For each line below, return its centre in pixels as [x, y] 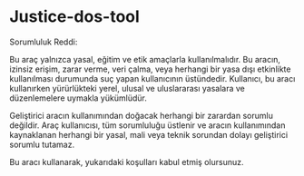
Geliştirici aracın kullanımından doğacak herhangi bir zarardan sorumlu [142, 115]
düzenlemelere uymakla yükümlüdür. [78, 98]
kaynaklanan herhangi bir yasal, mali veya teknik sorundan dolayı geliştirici [149, 134]
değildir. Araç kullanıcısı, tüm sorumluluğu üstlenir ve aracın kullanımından [147, 125]
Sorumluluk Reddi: [44, 42]
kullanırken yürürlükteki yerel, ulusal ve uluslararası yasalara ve [127, 88]
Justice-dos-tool [75, 17]
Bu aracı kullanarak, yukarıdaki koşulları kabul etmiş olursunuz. [127, 161]
